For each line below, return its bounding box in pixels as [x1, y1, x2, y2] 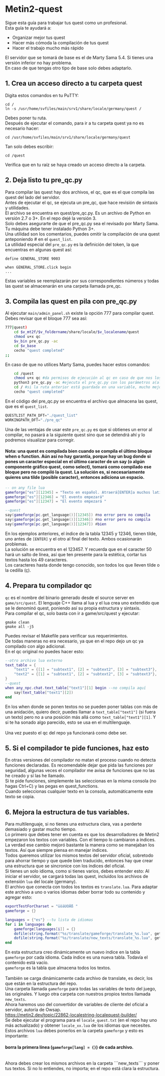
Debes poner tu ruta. [5, 115, 47, 121]
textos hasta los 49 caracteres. [5, 557, 68, 563]
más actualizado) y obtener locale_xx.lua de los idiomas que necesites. [5, 1022, 151, 1028]
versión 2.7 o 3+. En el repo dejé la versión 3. [5, 215, 97, 221]
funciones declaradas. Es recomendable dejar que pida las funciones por [5, 762, 153, 768]
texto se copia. [5, 794, 35, 800]
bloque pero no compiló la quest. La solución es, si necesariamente [5, 469, 145, 475]
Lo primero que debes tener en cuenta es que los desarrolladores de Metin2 [5, 832, 160, 838]
